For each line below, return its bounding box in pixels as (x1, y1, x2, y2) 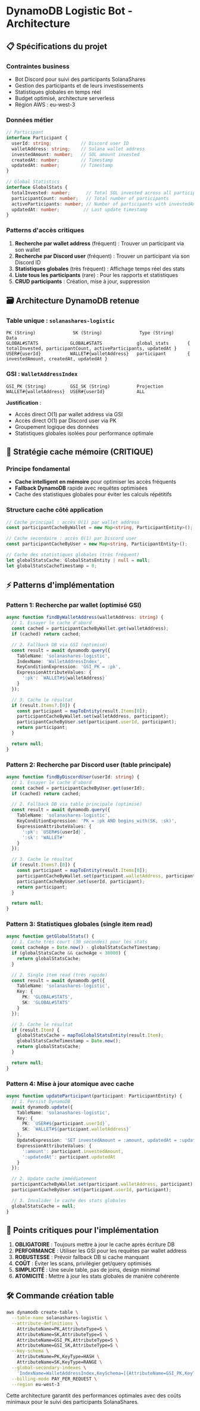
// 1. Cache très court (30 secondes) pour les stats (11, 939, 148, 945)
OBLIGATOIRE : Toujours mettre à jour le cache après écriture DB (14, 1241, 175, 1248)
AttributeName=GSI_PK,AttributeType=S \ (17, 1337, 118, 1343)
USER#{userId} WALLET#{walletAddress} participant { (6, 351, 190, 357)
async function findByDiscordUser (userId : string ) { (6, 774, 140, 780)
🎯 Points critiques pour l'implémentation (6, 1225, 159, 1235)
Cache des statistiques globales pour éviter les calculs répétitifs (14, 491, 172, 498)
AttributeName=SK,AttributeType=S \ (17, 1331, 108, 1338)
